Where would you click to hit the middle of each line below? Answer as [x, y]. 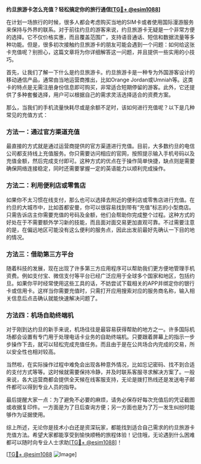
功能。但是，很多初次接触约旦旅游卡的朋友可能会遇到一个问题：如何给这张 [103, 45]
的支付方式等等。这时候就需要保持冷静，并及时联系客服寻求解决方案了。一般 [100, 372]
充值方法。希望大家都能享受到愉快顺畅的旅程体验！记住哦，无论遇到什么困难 [100, 435]
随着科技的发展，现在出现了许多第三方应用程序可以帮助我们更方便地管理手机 [100, 268]
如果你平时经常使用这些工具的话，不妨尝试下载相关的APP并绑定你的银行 [106, 283]
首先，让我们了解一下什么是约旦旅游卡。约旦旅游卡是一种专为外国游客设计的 [100, 72]
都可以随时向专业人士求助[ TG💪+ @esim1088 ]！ [64, 442]
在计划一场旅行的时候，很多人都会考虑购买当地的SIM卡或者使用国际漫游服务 [100, 22]
